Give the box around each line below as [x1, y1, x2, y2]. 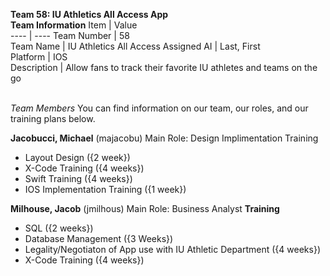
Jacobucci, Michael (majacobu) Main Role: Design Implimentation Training [10, 132, 319, 144]
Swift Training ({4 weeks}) [24, 173, 133, 184]
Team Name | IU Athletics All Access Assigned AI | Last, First [10, 40, 261, 52]
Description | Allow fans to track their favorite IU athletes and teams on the [10, 62, 318, 73]
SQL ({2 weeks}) [24, 222, 94, 234]
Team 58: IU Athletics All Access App [10, 9, 169, 20]
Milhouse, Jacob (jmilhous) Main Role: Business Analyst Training [10, 203, 280, 214]
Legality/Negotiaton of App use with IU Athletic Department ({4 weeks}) [24, 244, 321, 255]
